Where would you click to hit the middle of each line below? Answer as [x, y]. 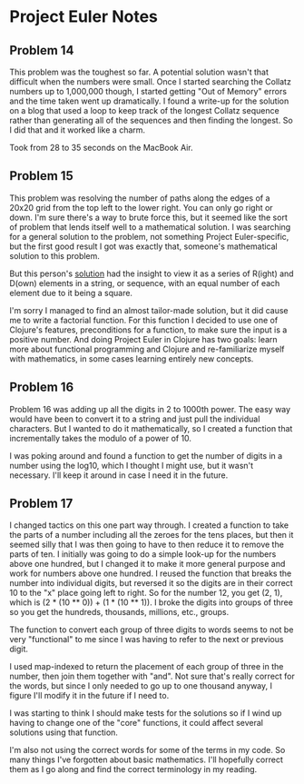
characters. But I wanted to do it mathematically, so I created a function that [151, 428]
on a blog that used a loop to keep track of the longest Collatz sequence [144, 110]
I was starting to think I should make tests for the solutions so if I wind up [146, 713]
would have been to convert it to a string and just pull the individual [135, 419]
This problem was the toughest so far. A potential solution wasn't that [139, 72]
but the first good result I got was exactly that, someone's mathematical [144, 246]
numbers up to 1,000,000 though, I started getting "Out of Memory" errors [148, 91]
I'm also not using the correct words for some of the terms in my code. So [147, 750]
